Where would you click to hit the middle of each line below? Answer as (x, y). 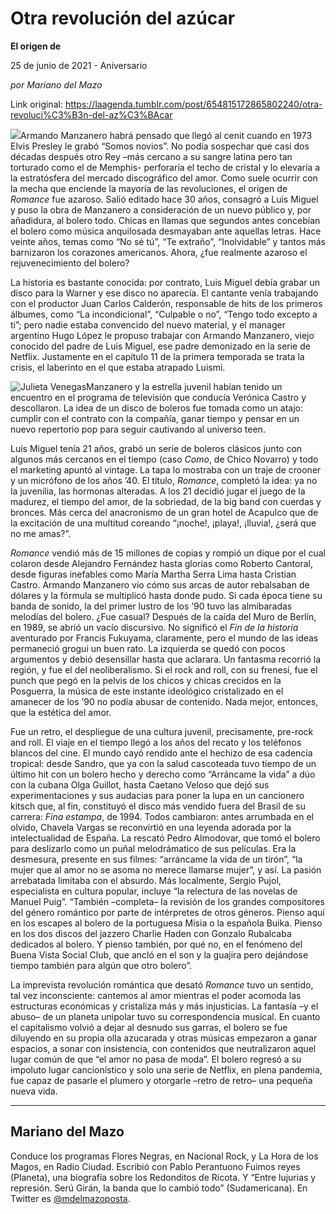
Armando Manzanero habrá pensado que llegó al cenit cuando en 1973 (166, 135)
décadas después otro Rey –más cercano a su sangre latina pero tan (151, 156)
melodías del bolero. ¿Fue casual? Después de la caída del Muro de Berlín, (163, 616)
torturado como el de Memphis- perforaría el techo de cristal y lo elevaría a (165, 167)
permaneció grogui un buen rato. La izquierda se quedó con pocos (148, 648)
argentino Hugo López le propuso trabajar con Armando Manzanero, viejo (162, 335)
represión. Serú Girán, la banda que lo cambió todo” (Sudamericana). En (159, 1188)
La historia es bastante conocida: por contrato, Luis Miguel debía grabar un (165, 282)
